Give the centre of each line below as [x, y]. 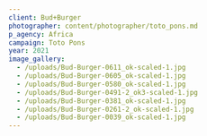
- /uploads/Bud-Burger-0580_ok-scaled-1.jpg [101, 84]
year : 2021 [29, 51]
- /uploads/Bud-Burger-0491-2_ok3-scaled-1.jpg [108, 92]
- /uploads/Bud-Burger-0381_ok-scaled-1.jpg [101, 101]
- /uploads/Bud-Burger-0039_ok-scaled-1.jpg [101, 117]
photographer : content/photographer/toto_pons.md [103, 26]
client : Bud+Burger [45, 17]
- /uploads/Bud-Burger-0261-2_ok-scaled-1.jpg [105, 109]
